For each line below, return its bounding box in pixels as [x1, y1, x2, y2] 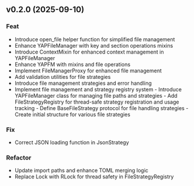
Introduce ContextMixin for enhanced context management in [14, 48, 164, 55]
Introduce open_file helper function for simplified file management [14, 35, 175, 43]
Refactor [6, 153, 32, 161]
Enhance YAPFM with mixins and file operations [14, 61, 131, 68]
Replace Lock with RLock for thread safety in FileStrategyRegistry [14, 173, 174, 180]
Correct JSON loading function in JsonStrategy [14, 138, 129, 146]
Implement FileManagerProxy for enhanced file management [14, 67, 162, 74]
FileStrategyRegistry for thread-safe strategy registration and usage [14, 98, 179, 105]
